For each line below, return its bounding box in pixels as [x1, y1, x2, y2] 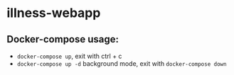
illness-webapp [6, 5, 101, 21]
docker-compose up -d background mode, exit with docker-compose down [16, 59, 227, 68]
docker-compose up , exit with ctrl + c [16, 52, 122, 60]
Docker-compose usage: [6, 33, 119, 45]
